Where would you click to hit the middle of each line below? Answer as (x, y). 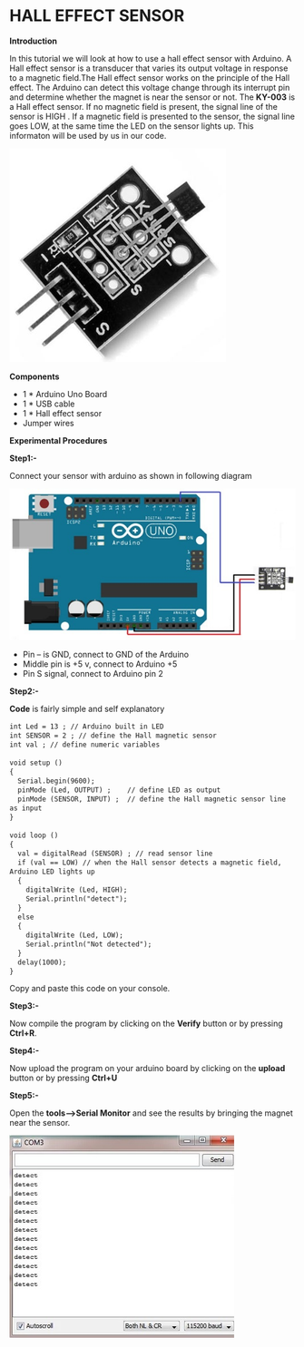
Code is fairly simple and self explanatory (87, 709)
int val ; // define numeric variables (85, 745)
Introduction (33, 41)
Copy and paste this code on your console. (90, 989)
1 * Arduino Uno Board (65, 394)
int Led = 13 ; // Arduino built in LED (87, 727)
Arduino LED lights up (52, 872)
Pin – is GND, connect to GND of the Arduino (105, 655)
